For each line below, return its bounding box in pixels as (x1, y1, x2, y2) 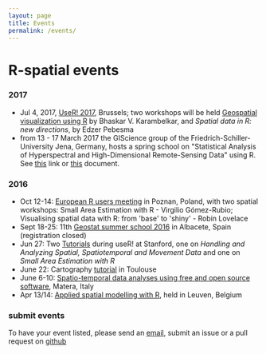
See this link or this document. (19, 158, 120, 168)
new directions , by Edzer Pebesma (19, 125, 134, 134)
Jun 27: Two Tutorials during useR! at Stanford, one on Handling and (19, 239, 245, 249)
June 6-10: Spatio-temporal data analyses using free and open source (19, 273, 251, 283)
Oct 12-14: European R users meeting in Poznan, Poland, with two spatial (19, 197, 259, 206)
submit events (8, 310, 65, 321)
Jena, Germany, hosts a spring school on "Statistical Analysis (55, 141, 256, 151)
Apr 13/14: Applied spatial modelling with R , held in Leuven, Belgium (19, 290, 243, 300)
